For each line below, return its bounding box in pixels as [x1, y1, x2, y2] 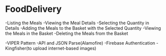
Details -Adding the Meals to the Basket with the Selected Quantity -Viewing [5, 25, 162, 31]
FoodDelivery [5, 3, 62, 15]
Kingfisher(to [5, 45, 32, 51]
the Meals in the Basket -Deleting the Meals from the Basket [5, 30, 128, 36]
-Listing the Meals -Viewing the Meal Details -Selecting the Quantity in [5, 20, 149, 26]
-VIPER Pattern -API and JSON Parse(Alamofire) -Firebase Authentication [5, 40, 156, 46]
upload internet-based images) [33, 45, 96, 51]
